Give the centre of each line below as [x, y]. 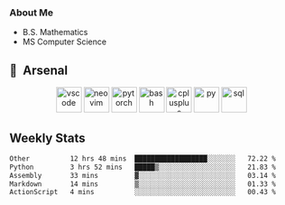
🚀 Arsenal [39, 70]
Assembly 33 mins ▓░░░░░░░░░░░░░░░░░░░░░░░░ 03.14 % [143, 175]
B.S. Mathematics [55, 33]
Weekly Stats [47, 138]
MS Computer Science [64, 42]
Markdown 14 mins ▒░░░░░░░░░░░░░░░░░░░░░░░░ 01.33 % [143, 184]
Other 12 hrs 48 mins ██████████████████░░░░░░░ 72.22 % [143, 158]
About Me [32, 13]
